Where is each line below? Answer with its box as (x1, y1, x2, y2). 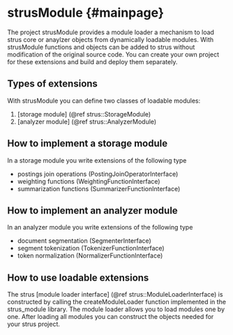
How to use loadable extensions (7, 271, 149, 283)
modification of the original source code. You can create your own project (7, 50, 220, 59)
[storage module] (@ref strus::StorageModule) (17, 110, 151, 118)
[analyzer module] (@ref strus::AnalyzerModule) (17, 117, 157, 126)
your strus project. (7, 320, 61, 329)
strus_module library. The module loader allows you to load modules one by (7, 305, 225, 313)
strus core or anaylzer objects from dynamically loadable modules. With (7, 35, 214, 43)
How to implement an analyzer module (7, 204, 178, 216)
